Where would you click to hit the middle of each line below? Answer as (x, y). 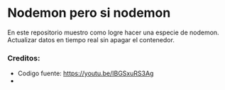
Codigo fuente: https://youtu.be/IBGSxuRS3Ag (86, 73)
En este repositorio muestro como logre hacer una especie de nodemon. (113, 32)
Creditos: (24, 58)
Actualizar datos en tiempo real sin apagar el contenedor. (91, 39)
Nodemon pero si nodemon (89, 13)
